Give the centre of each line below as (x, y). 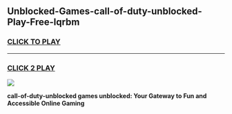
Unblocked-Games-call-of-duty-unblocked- (105, 11)
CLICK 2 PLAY (31, 68)
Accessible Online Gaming (46, 103)
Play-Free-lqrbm (43, 22)
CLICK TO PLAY (34, 42)
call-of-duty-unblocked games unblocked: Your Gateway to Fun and (107, 95)
